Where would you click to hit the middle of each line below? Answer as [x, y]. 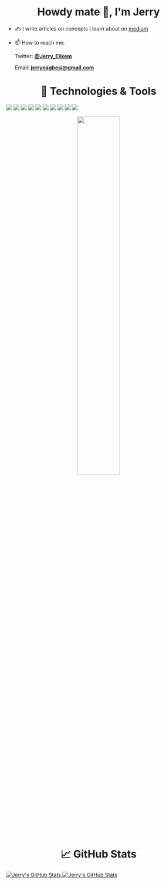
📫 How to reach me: [40, 42]
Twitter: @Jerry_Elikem [43, 56]
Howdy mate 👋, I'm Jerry [99, 12]
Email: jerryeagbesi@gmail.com [54, 68]
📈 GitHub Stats [99, 854]
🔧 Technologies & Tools [99, 91]
